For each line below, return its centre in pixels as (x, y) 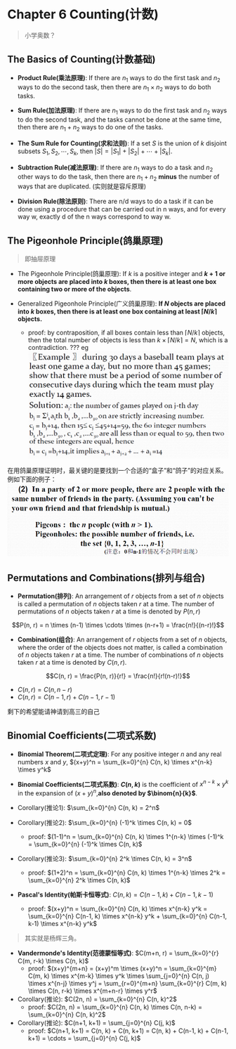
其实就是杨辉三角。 (52, 938)
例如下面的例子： (32, 479)
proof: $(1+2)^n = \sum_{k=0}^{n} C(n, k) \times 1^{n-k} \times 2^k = (127, 873)
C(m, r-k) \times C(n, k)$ (53, 961)
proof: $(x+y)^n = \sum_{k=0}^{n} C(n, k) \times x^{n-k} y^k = (118, 909)
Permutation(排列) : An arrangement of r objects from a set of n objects (120, 596)
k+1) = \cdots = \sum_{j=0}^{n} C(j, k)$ (84, 1038)
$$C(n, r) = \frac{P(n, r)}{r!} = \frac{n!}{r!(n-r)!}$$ (118, 676)
